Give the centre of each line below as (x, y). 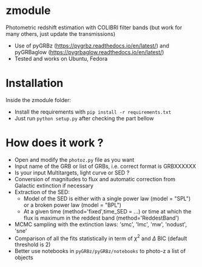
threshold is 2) (32, 244)
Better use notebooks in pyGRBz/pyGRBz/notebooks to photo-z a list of (100, 251)
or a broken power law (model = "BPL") (72, 205)
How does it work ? (55, 143)
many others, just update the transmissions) (61, 33)
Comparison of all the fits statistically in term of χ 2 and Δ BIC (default (101, 238)
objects (24, 258)
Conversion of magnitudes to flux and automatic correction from (95, 179)
